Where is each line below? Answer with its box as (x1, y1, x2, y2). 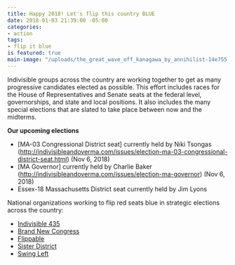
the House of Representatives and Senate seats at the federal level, (7, 90, 202, 98)
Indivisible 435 (17, 219, 60, 228)
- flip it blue (7, 43, 52, 50)
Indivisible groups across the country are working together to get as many (7, 75, 222, 84)
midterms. (7, 112, 37, 121)
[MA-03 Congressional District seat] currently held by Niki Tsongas (17, 140, 212, 148)
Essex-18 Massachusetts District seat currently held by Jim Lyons (17, 184, 208, 193)
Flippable (17, 234, 45, 243)
